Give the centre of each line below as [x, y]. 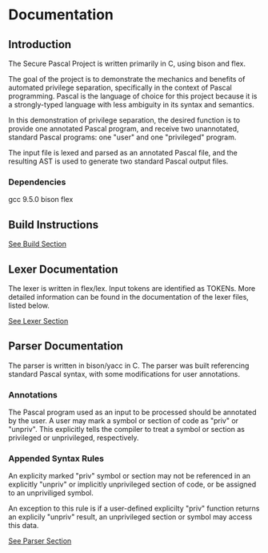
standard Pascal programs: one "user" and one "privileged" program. [122, 137]
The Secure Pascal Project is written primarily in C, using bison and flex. [127, 63]
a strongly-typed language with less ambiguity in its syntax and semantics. [131, 105]
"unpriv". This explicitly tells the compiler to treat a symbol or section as [127, 430]
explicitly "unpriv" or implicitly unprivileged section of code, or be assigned [132, 484]
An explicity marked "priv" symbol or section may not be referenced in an [129, 476]
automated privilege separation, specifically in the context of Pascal [120, 87]
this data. [24, 526]
